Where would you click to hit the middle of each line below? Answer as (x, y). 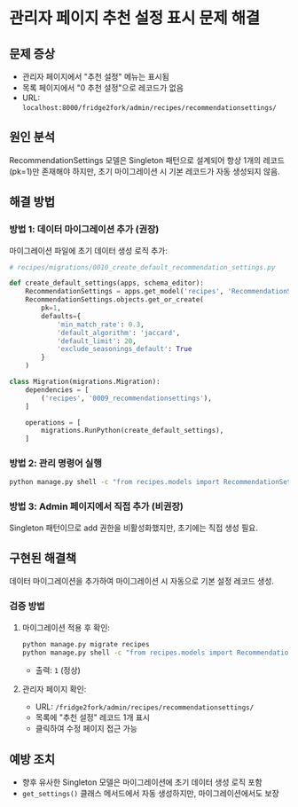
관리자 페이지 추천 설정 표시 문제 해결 (134, 18)
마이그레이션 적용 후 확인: (66, 627)
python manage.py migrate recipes (86, 644)
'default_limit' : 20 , (97, 341)
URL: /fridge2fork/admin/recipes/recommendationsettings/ (145, 707)
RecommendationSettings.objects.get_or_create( (114, 300)
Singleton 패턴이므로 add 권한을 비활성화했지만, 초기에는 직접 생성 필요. (134, 528)
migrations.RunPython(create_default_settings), (133, 431)
